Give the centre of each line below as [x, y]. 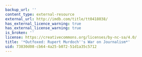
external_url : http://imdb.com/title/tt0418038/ [57, 19]
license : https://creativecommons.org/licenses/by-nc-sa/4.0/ [71, 38]
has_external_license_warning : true [43, 28]
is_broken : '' [20, 33]
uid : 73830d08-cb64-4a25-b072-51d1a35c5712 [51, 47]
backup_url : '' [21, 10]
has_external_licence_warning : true [43, 24]
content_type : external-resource [40, 14]
